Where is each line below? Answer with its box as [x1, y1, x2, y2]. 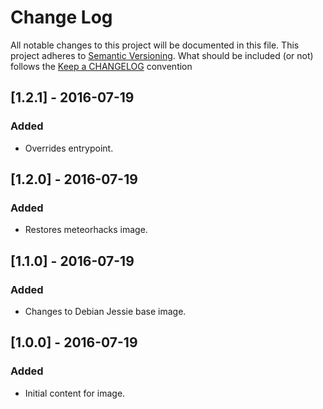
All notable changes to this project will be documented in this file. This [10, 39, 300, 51]
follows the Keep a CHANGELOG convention [10, 60, 193, 72]
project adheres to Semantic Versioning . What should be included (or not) [10, 49, 314, 61]
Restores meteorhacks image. [24, 224, 148, 236]
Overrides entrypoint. [24, 142, 114, 154]
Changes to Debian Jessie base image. [24, 306, 187, 317]
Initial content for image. [24, 387, 126, 399]
